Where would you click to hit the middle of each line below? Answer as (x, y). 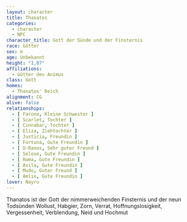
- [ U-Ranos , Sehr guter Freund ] (55, 148)
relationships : (26, 108)
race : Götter (23, 46)
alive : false (23, 102)
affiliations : (24, 69)
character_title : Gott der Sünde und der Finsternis (75, 40)
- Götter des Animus (38, 74)
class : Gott (21, 80)
